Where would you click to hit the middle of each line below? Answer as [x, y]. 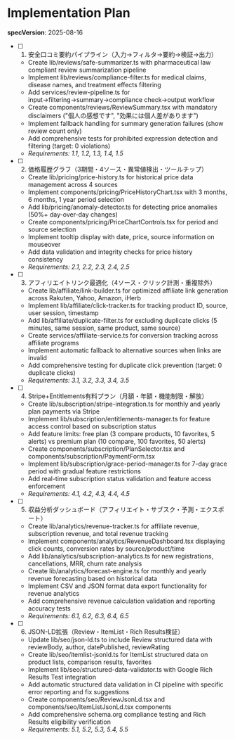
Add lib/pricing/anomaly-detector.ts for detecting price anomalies [122, 207]
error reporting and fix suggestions [79, 691]
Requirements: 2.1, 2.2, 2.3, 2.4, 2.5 [79, 267]
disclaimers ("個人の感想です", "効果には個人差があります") [113, 115]
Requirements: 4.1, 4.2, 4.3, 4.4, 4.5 [79, 493]
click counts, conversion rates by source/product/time [106, 548]
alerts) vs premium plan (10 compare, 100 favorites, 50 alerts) [117, 441]
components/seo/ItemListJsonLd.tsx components [100, 707]
